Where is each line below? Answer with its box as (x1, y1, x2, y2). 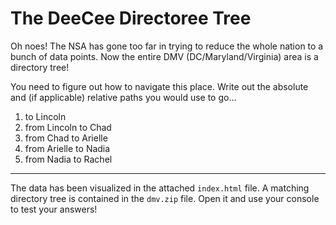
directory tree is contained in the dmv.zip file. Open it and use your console (10, 192, 320, 204)
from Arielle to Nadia (24, 142, 111, 154)
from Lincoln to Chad (24, 121, 112, 133)
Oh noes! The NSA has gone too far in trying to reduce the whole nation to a (10, 40, 324, 52)
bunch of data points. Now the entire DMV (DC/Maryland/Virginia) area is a (10, 50, 319, 62)
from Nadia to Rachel (24, 153, 113, 165)
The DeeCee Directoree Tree (10, 7, 252, 30)
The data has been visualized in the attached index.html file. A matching (10, 182, 310, 194)
